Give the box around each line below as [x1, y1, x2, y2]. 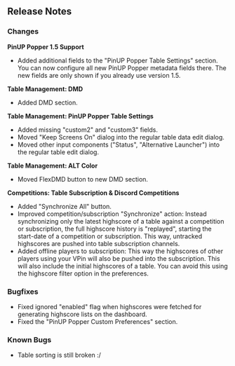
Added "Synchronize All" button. [17, 202, 112, 210]
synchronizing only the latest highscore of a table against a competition [17, 217, 224, 225]
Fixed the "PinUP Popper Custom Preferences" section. [17, 317, 178, 325]
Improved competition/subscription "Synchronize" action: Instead [17, 210, 207, 218]
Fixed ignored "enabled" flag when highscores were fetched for [17, 302, 202, 311]
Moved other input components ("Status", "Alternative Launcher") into [17, 140, 220, 149]
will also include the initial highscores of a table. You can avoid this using [17, 262, 228, 270]
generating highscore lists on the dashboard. [17, 310, 147, 318]
